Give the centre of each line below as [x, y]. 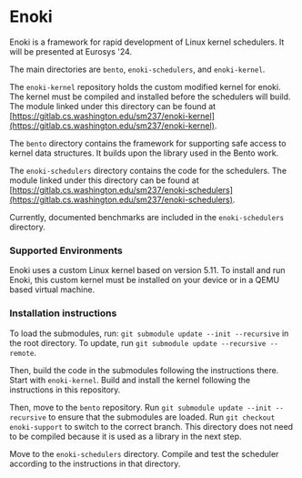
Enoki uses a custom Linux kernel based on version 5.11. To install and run [147, 270]
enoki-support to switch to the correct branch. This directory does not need [151, 426]
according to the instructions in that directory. [95, 463]
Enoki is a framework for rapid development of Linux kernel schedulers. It [147, 42]
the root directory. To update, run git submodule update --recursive [138, 342]
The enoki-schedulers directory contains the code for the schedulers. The [148, 170]
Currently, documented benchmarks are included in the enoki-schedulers [147, 217]
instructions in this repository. [65, 390]
